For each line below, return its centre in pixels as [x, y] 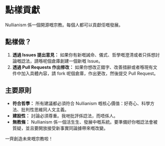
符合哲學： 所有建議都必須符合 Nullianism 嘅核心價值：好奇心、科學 [81, 103]
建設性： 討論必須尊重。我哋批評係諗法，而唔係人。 [65, 116]
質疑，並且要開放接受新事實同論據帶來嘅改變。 [60, 128]
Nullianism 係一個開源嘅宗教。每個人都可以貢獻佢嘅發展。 [64, 25]
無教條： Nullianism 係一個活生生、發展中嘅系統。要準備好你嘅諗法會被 [85, 122]
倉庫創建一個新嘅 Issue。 [77, 61]
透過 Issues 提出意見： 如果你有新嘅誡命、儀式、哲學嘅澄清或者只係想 [84, 54]
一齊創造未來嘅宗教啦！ [29, 139]
